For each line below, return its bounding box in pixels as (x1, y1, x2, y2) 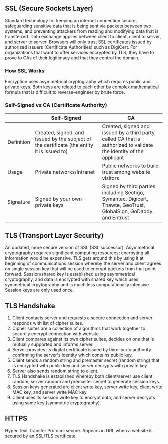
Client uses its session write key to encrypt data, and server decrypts (12, 395, 155, 401)
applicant (102, 154, 124, 161)
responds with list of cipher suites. (12, 320, 84, 326)
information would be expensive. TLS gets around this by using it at (5, 255, 144, 261)
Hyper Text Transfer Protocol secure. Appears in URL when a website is (5, 427, 153, 433)
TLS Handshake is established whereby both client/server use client (12, 373, 153, 379)
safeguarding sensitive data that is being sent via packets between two (5, 23, 151, 29)
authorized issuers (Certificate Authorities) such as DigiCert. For (5, 44, 137, 50)
